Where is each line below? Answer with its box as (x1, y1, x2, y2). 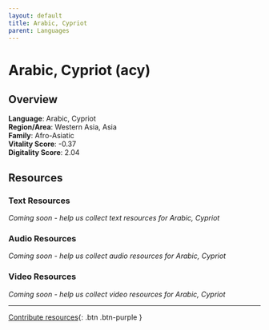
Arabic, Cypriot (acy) (8, 61, 151, 79)
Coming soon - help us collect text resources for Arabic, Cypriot (8, 213, 220, 223)
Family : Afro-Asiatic (8, 131, 74, 141)
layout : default (8, 11, 62, 20)
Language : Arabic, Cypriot (8, 113, 96, 124)
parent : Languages (8, 26, 70, 34)
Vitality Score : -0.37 (8, 139, 77, 149)
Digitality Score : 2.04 (8, 148, 80, 157)
